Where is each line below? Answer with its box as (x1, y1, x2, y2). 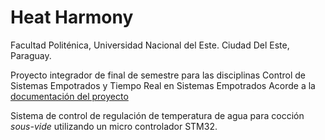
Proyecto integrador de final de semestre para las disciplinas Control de (10, 69, 306, 81)
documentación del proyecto (10, 90, 129, 102)
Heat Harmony (10, 6, 134, 29)
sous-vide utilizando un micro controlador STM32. (10, 120, 218, 132)
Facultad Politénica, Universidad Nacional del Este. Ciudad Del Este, (10, 39, 290, 51)
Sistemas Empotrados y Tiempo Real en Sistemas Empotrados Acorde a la (10, 79, 316, 91)
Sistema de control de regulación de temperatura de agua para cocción (10, 109, 305, 121)
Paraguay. (10, 49, 52, 61)
